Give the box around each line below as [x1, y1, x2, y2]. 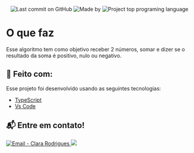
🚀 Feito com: [6, 69, 53, 79]
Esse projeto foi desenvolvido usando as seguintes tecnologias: [6, 84, 161, 92]
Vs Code [14, 102, 36, 109]
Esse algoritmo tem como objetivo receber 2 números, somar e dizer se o [6, 45, 185, 53]
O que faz [6, 27, 54, 40]
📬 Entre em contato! [6, 121, 85, 131]
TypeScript [14, 96, 42, 103]
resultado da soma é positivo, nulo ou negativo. [6, 52, 122, 59]
